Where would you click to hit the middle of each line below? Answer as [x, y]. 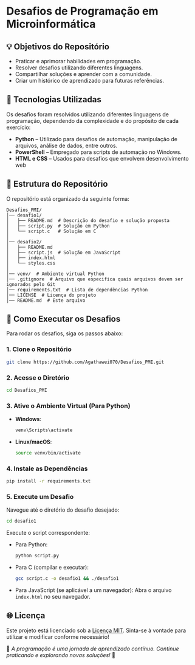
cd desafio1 [21, 521]
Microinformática [51, 24]
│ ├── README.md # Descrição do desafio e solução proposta [88, 220]
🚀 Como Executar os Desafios [63, 319]
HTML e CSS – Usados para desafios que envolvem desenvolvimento [102, 158]
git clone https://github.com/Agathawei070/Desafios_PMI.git [85, 362]
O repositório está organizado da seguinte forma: [68, 198]
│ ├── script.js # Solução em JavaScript [63, 252]
